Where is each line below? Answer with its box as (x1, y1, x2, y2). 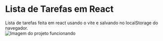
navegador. (5, 25, 28, 31)
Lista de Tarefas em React (5, 3, 114, 15)
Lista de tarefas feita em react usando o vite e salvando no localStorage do (5, 20, 159, 26)
